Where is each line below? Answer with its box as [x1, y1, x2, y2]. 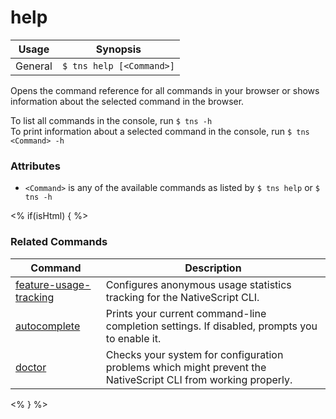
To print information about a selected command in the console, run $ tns [10, 125, 310, 137]
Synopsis [95, 42, 142, 56]
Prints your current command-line [105, 306, 267, 320]
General [15, 59, 53, 73]
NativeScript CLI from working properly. [105, 372, 293, 386]
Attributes [10, 159, 61, 173]
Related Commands [10, 235, 108, 249]
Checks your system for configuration [105, 347, 284, 361]
